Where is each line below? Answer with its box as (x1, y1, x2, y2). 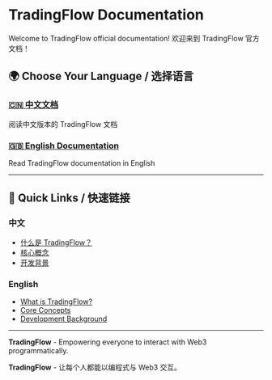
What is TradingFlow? (19, 297, 93, 306)
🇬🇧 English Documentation (8, 140, 120, 151)
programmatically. (8, 345, 69, 355)
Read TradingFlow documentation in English (8, 158, 155, 167)
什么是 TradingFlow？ (19, 237, 93, 247)
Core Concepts (19, 305, 71, 315)
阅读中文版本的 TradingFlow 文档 (8, 119, 118, 129)
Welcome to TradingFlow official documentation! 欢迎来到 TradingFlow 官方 (8, 33, 261, 43)
